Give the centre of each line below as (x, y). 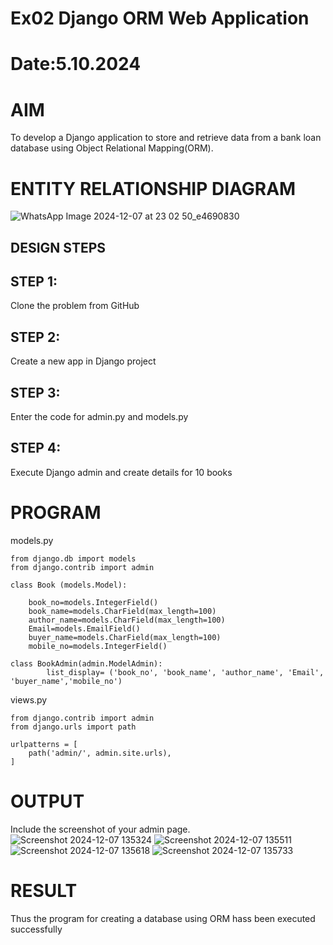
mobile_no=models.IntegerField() (98, 646)
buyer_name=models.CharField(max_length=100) (125, 637)
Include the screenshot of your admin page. (100, 829)
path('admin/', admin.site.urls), (100, 753)
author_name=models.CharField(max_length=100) (127, 620)
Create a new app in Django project (83, 361)
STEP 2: (35, 337)
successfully (36, 929)
